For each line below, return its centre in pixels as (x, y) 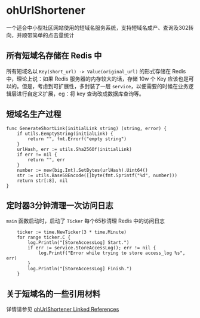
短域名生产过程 (34, 114)
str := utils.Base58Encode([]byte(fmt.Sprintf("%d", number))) (97, 175)
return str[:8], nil (42, 180)
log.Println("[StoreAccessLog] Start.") (79, 243)
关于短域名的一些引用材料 (53, 294)
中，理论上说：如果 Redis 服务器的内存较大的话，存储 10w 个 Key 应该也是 (98, 79)
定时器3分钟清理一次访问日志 (60, 206)
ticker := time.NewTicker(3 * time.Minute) (72, 232)
